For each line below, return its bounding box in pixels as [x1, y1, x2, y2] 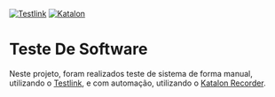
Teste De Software [9, 40, 148, 59]
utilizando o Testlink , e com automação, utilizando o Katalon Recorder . [9, 78, 266, 88]
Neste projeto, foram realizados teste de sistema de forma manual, [9, 68, 253, 78]
